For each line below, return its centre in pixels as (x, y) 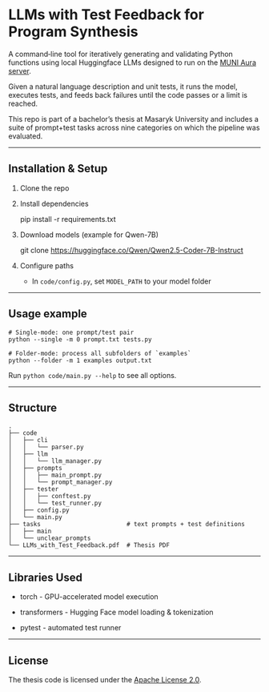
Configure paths (47, 265)
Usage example (48, 314)
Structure (33, 407)
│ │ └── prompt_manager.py (60, 482)
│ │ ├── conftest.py (50, 497)
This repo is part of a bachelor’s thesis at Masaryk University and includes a (133, 119)
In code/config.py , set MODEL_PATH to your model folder (121, 281)
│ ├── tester (34, 489)
